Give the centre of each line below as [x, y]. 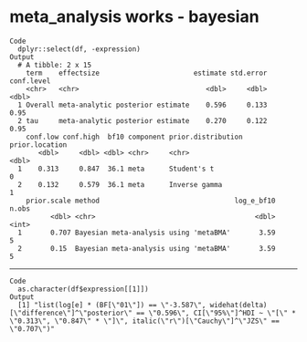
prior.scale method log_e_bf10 [151, 201]
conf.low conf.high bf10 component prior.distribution [135, 137]
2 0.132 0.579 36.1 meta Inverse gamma [120, 184]
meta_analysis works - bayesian [134, 17]
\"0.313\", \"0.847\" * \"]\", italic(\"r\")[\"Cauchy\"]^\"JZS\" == [145, 321]
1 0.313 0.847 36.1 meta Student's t [116, 169]
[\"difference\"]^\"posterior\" [71, 313]
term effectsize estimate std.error [147, 73]
